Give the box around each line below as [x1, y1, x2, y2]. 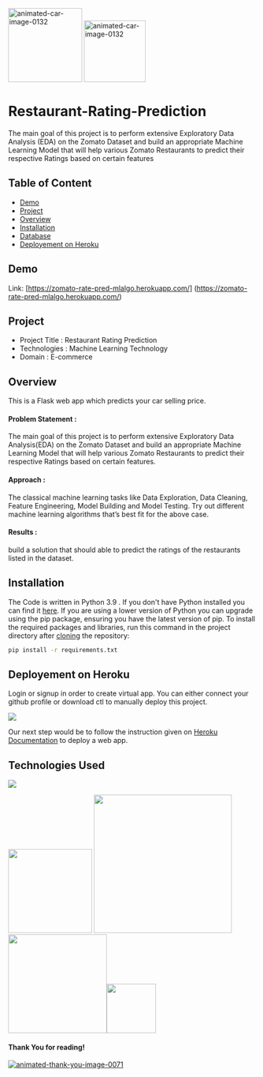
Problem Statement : [8, 414, 77, 423]
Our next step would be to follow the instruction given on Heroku [8, 727, 218, 737]
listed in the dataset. [8, 553, 74, 563]
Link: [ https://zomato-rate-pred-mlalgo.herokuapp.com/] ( [8, 283, 197, 293]
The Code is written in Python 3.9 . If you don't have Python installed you [8, 597, 246, 606]
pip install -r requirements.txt [8, 646, 118, 654]
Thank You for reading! [8, 1042, 85, 1052]
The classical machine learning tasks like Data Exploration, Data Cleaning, [8, 493, 248, 502]
